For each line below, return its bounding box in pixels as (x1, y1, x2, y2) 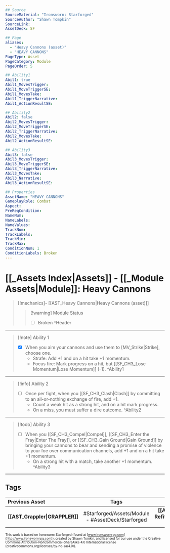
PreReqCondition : (5, 208, 42, 214)
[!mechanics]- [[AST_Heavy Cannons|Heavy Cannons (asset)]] (17, 300, 149, 306)
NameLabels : (5, 218, 30, 223)
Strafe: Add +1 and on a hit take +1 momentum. (32, 355, 131, 361)
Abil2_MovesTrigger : (5, 119, 49, 124)
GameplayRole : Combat (5, 199, 51, 204)
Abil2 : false (5, 115, 33, 120)
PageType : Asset (5, 54, 39, 59)
